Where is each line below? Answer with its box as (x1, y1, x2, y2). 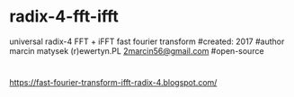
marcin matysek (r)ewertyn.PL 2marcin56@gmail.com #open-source (9, 45, 264, 56)
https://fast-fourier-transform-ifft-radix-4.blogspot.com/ (9, 77, 218, 88)
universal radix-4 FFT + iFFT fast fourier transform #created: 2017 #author (9, 36, 285, 47)
